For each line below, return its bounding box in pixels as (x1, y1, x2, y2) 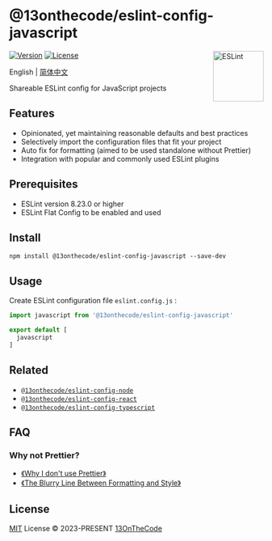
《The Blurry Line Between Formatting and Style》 (20, 478, 182, 488)
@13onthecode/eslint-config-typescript (20, 404, 156, 412)
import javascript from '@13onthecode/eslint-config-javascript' (9, 311, 233, 319)
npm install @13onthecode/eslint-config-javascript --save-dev (9, 252, 227, 260)
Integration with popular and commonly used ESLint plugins (20, 154, 220, 163)
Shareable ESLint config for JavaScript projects (9, 83, 167, 93)
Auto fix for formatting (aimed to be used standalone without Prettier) (20, 145, 252, 155)
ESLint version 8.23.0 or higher (20, 199, 124, 209)
